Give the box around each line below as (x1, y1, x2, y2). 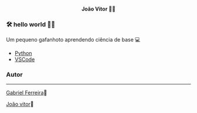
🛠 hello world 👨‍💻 (6, 20, 56, 28)
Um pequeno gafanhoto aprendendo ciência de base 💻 (6, 36, 141, 43)
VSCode (14, 56, 35, 63)
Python (14, 49, 32, 56)
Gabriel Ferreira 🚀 (6, 89, 47, 97)
